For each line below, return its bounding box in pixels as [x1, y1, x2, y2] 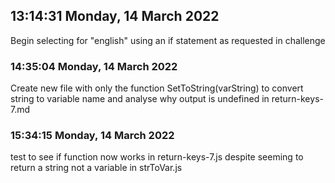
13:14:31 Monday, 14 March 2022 [10, 8, 220, 25]
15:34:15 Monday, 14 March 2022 [10, 129, 175, 143]
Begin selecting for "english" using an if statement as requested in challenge [10, 34, 326, 46]
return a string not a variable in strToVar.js [10, 162, 183, 174]
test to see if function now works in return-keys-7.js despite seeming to [10, 151, 304, 163]
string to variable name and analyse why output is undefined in [10, 93, 270, 105]
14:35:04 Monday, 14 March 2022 [10, 59, 178, 73]
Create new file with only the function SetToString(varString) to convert [10, 82, 304, 94]
